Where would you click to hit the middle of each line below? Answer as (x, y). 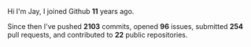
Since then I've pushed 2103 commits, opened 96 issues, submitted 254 (125, 26)
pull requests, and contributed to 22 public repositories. (98, 35)
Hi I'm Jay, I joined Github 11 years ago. (71, 11)
